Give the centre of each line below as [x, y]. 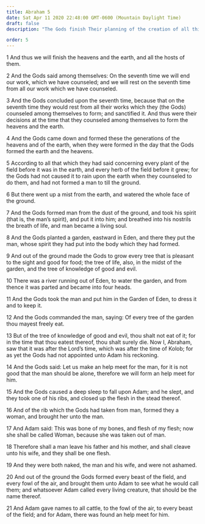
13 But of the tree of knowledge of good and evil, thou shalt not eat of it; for [101, 336]
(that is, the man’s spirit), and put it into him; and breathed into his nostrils [99, 219]
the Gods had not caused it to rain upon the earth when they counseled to [99, 176]
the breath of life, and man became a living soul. [67, 226]
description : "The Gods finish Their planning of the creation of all [98, 29]
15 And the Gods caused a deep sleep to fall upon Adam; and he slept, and [100, 392]
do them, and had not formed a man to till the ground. [74, 183]
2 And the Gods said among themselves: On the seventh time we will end [98, 76]
